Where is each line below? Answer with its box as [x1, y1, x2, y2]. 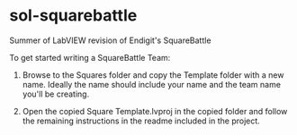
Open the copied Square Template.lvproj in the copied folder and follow [22, 105, 288, 116]
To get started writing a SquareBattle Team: [9, 52, 171, 63]
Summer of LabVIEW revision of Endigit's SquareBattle [9, 35, 211, 46]
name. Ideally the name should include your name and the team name [22, 79, 282, 89]
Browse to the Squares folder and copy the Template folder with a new [22, 69, 284, 80]
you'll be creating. [22, 89, 90, 99]
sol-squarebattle [9, 5, 138, 26]
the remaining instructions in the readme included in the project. [22, 115, 261, 126]
